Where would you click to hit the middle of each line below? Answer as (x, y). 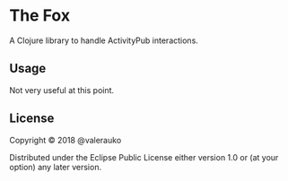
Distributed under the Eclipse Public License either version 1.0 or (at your (144, 157)
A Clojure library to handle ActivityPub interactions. (104, 40)
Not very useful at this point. (62, 90)
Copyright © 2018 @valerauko (65, 140)
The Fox (39, 16)
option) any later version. (55, 167)
